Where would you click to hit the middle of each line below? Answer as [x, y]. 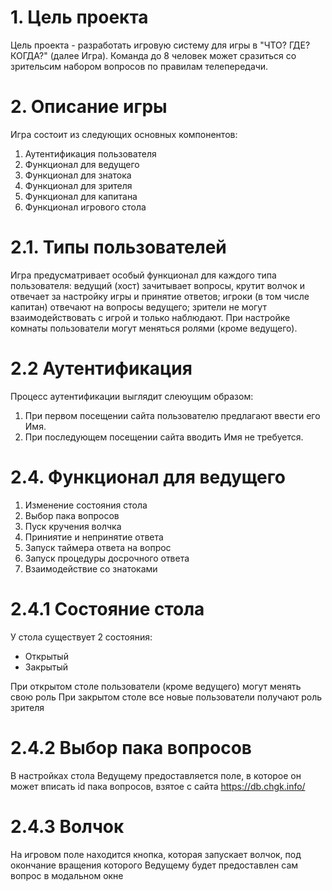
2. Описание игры [89, 107]
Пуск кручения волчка [73, 526]
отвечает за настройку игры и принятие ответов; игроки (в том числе [160, 296]
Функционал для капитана [81, 196]
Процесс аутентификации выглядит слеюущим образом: [132, 396]
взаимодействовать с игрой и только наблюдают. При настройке [150, 317]
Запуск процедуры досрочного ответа [107, 558]
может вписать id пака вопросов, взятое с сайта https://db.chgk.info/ [158, 786]
